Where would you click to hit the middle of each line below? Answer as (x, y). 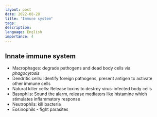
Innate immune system (41, 56)
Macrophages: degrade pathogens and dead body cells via (71, 68)
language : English (24, 32)
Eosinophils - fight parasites (40, 109)
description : (18, 28)
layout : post (18, 9)
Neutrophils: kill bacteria (36, 104)
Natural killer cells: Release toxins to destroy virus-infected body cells (82, 88)
